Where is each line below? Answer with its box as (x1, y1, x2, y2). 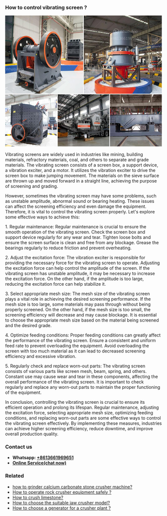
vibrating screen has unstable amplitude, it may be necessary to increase (5, 270, 155, 276)
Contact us (5, 443, 32, 450)
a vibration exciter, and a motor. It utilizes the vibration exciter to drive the (5, 167, 156, 173)
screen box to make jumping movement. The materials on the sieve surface (5, 172, 160, 178)
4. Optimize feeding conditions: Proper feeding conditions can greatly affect (5, 332, 161, 338)
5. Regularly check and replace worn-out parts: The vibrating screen (5, 363, 146, 369)
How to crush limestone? (12, 494, 64, 500)
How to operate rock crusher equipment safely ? (12, 489, 112, 495)
